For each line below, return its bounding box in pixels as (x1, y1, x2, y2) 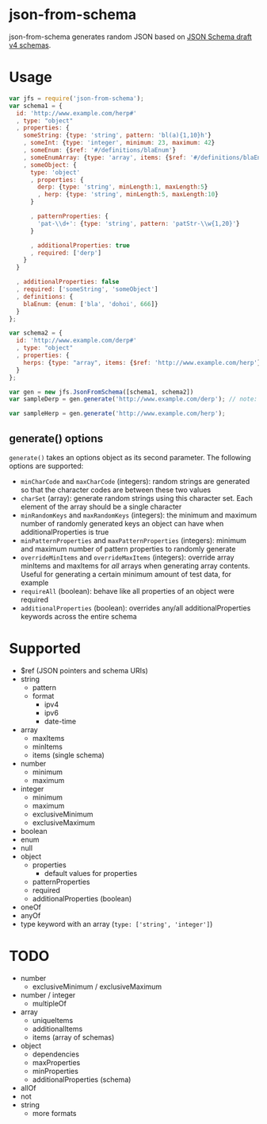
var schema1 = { (9, 102, 63, 110)
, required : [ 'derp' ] (29, 249, 102, 257)
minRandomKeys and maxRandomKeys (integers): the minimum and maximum (20, 510, 257, 520)
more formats (32, 1108, 78, 1118)
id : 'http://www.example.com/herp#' (16, 109, 137, 117)
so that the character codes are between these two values (20, 485, 212, 494)
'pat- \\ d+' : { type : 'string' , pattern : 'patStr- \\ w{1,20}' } (37, 219, 240, 227)
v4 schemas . (9, 40, 51, 49)
